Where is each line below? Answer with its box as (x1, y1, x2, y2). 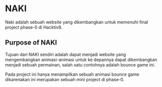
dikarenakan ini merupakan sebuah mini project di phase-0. (5, 76, 124, 82)
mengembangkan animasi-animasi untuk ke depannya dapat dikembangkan (5, 57, 158, 63)
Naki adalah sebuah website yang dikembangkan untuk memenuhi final (5, 19, 148, 25)
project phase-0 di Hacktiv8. (5, 24, 62, 30)
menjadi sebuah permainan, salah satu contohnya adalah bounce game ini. (5, 62, 155, 67)
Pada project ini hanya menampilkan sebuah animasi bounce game (5, 71, 140, 77)
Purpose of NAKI (5, 39, 57, 47)
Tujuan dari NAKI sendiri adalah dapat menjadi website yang (5, 51, 126, 57)
